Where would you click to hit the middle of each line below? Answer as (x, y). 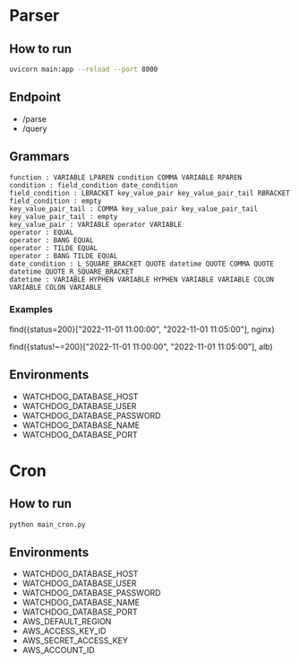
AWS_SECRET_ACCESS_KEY (75, 641)
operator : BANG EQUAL (51, 240)
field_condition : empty (56, 201)
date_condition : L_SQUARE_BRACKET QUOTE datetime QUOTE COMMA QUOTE (142, 264)
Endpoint (35, 97)
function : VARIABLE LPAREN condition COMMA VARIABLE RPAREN (126, 177)
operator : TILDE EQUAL (54, 248)
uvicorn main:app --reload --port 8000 (84, 69)
